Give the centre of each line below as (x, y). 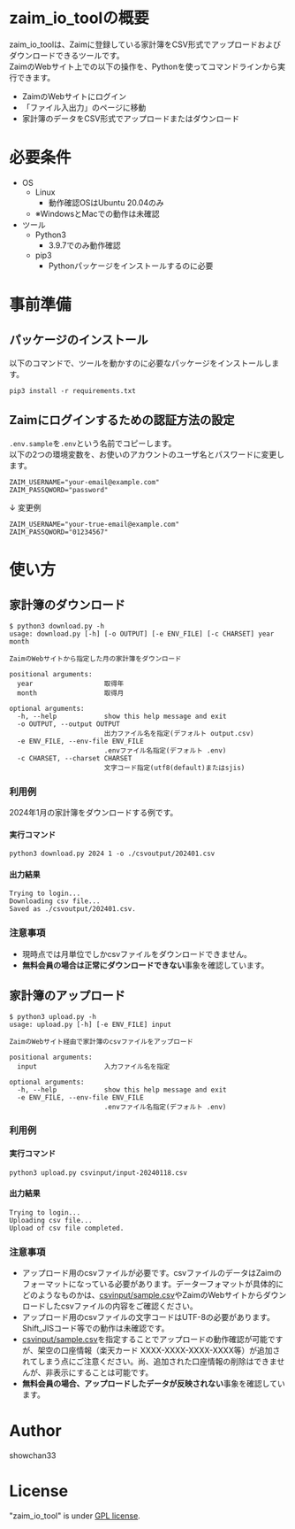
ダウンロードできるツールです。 (67, 55)
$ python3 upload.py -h (53, 1016)
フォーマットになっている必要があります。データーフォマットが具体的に (153, 1284)
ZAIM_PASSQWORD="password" (59, 490)
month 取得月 (71, 693)
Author (35, 1431)
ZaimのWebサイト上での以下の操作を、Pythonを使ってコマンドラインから (144, 66)
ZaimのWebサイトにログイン (74, 96)
